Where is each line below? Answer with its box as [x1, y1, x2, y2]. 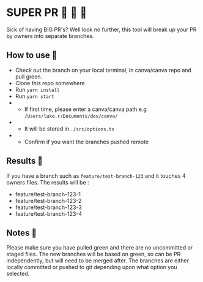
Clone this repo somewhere [15, 79, 85, 86]
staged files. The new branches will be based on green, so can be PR [6, 251, 181, 258]
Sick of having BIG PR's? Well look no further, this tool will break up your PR [6, 26, 197, 33]
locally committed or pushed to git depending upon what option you [6, 264, 177, 271]
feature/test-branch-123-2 [15, 197, 82, 204]
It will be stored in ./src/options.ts [24, 125, 115, 132]
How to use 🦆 [6, 50, 57, 61]
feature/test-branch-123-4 [15, 210, 83, 217]
